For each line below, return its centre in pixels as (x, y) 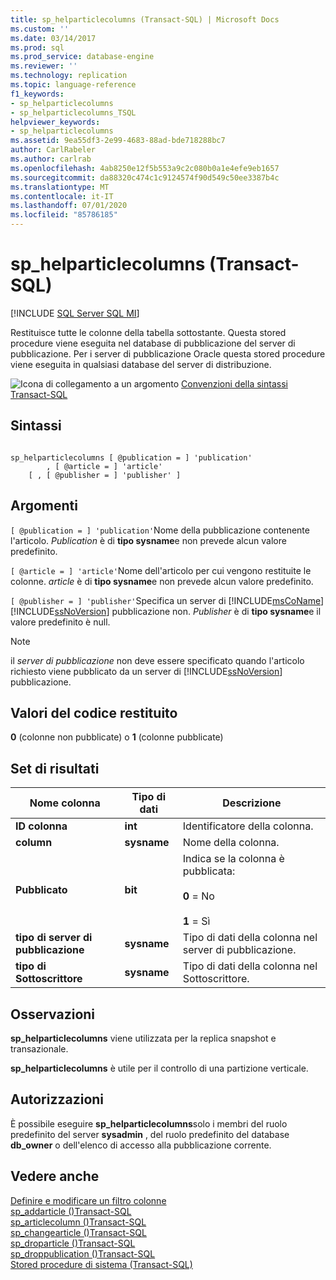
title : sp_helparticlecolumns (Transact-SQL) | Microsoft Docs (145, 19)
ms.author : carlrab (51, 159)
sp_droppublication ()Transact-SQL (83, 1253)
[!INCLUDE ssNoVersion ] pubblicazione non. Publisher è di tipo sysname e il (166, 611)
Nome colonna (65, 803)
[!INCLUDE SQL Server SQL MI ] (75, 313)
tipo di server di (54, 938)
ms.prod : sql (37, 47)
